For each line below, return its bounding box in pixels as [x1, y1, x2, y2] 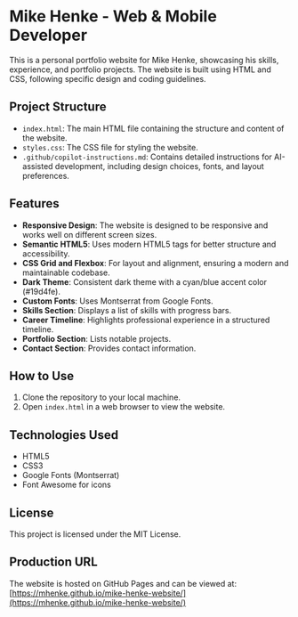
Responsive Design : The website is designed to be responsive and [21, 220, 269, 231]
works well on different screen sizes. [21, 229, 157, 239]
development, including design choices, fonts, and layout [54, 160, 264, 171]
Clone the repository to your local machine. [21, 392, 181, 402]
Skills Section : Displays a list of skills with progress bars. [21, 304, 232, 315]
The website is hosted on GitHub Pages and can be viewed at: [9, 578, 238, 589]
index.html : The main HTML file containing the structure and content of [21, 123, 285, 134]
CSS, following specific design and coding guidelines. [9, 73, 206, 84]
